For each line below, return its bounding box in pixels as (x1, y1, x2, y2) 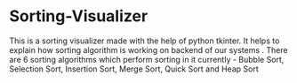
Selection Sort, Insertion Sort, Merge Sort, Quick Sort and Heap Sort (9, 64, 260, 74)
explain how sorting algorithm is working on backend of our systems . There (9, 44, 288, 55)
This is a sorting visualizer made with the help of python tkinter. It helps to (9, 35, 280, 46)
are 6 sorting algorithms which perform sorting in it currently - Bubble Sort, (9, 54, 285, 64)
